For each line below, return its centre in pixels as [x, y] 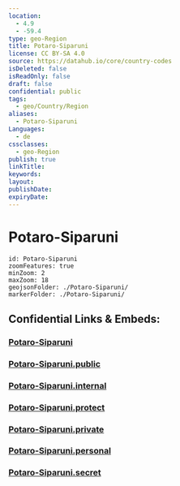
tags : [17, 99]
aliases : [23, 114]
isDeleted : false [38, 69]
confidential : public [45, 91]
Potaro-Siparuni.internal [58, 385]
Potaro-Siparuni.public [55, 363]
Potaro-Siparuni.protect [57, 407]
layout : [21, 182]
